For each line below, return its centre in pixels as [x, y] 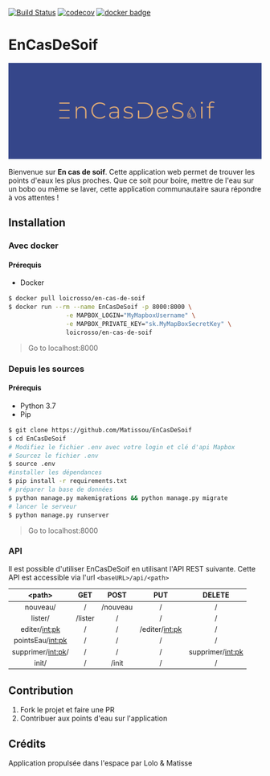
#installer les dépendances [55, 473]
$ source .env [32, 464]
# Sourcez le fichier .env [53, 456]
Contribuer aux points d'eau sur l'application [94, 718]
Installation [37, 223]
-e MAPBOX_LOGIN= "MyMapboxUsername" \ [131, 316]
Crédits [27, 743]
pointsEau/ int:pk [40, 641]
